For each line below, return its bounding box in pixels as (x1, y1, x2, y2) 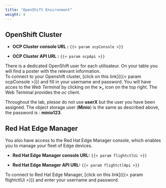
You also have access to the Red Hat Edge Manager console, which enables (5, 138, 161, 144)
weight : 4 (5, 12, 26, 17)
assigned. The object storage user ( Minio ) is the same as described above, (5, 104, 160, 110)
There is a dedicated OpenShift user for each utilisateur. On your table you (5, 63, 158, 69)
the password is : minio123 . (5, 110, 62, 116)
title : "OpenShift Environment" (5, 7, 72, 12)
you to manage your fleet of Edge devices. (5, 143, 93, 149)
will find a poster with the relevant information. (5, 68, 101, 74)
